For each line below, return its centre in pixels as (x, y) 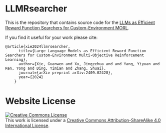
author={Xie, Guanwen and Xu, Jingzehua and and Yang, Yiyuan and (89, 64)
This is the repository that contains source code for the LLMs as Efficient (80, 22)
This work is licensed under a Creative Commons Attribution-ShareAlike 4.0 (83, 120)
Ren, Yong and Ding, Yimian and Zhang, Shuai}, (56, 68)
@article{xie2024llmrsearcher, (38, 46)
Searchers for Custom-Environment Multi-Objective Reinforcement (74, 55)
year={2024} (31, 77)
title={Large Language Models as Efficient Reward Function (82, 51)
